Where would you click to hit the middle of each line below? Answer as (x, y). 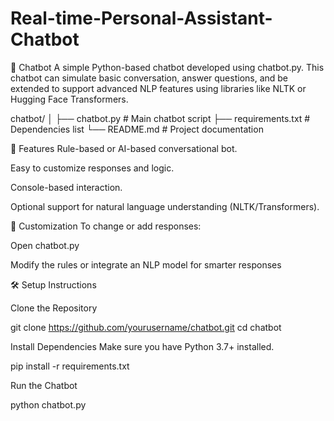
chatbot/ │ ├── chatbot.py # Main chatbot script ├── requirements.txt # (160, 118)
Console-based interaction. (66, 187)
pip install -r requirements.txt (70, 366)
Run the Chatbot (44, 385)
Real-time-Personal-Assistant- (141, 18)
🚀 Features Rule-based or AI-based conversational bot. (124, 148)
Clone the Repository (54, 308)
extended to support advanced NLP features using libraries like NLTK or (158, 88)
